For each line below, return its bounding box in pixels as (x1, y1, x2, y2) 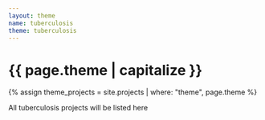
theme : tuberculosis (8, 26, 78, 34)
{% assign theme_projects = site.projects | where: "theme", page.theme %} (8, 87, 258, 97)
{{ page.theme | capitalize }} (8, 61, 203, 79)
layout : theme (8, 11, 56, 20)
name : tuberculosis (8, 19, 74, 27)
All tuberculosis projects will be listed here (8, 103, 149, 113)
